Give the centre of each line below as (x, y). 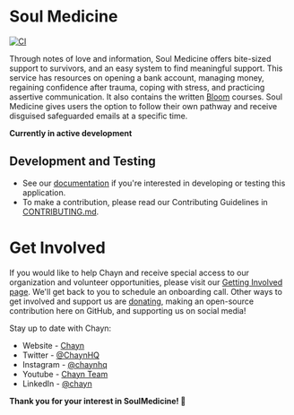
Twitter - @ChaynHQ (61, 355)
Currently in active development (71, 133)
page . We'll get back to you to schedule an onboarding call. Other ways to (146, 291)
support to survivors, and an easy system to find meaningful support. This (146, 68)
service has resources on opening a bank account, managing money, (137, 77)
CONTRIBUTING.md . (61, 212)
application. (44, 192)
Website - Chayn (53, 345)
